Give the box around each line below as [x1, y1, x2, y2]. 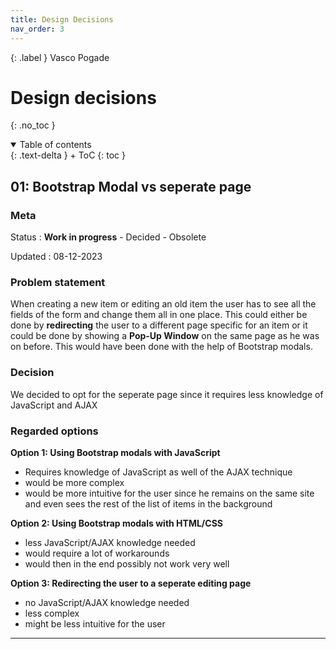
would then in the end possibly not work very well [24, 558, 230, 570]
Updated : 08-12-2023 [10, 251, 103, 263]
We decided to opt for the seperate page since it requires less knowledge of [10, 388, 324, 400]
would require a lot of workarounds [24, 547, 170, 560]
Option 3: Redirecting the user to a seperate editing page [10, 577, 252, 590]
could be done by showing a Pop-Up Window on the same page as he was [10, 330, 320, 342]
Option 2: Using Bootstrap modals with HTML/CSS [10, 517, 223, 530]
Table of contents [19, 139, 92, 151]
